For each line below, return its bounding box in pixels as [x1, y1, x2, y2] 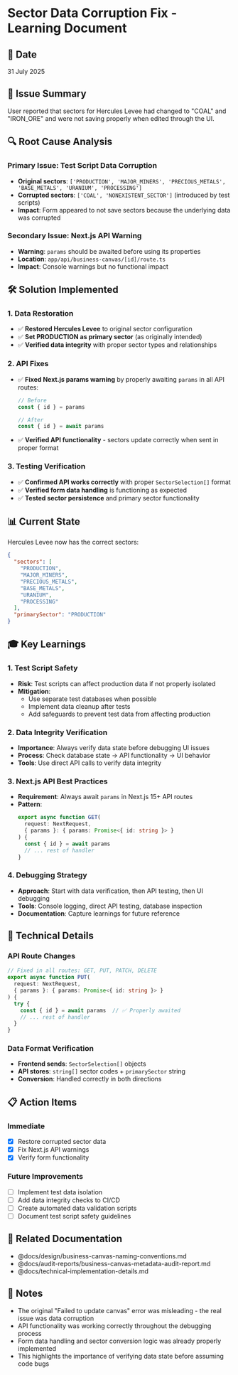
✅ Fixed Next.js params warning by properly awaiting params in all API [17, 375, 225, 383]
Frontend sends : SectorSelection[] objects [17, 1059, 147, 1068]
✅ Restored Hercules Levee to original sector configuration [17, 325, 193, 333]
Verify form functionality [17, 1153, 90, 1162]
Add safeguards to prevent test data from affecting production [28, 710, 211, 718]
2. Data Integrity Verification [7, 727, 108, 737]
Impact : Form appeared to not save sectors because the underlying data [17, 205, 231, 214]
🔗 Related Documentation [7, 1233, 123, 1245]
